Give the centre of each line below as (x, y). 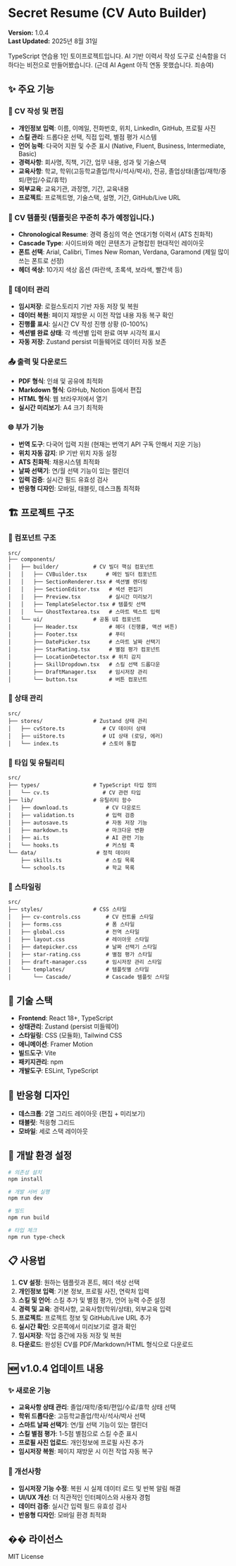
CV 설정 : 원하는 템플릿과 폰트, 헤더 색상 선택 (79, 1282)
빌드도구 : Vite (37, 1053)
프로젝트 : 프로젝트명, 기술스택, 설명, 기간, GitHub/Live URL (99, 197)
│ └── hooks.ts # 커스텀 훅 (72, 846)
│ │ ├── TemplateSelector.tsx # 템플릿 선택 (77, 604)
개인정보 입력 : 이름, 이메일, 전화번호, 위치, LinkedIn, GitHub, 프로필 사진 (117, 128)
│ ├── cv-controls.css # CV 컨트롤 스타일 (81, 917)
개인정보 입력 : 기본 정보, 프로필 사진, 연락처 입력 (84, 1291)
